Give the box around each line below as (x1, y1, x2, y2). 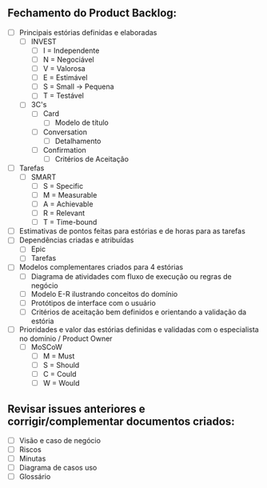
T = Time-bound (42, 218, 98, 227)
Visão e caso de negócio (18, 435, 102, 445)
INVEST (30, 36, 57, 46)
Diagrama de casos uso (18, 463, 98, 473)
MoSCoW (30, 342, 63, 351)
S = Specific (42, 181, 84, 190)
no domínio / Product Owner (18, 334, 113, 343)
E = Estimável (42, 73, 88, 82)
